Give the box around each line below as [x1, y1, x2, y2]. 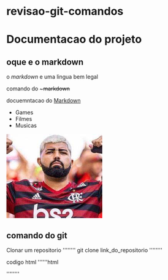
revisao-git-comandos [6, 4, 124, 18]
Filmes [15, 115, 32, 123]
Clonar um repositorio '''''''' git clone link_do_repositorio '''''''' [6, 247, 162, 254]
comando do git [6, 230, 67, 241]
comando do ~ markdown [6, 85, 71, 93]
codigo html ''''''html [6, 259, 59, 265]
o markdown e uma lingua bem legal [6, 73, 98, 80]
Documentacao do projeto [6, 33, 142, 47]
